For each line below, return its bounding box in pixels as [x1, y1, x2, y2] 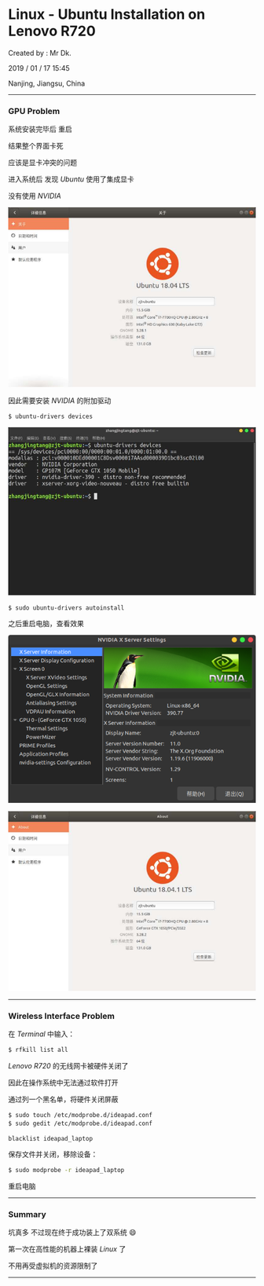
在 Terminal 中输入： [8, 1029, 75, 1039]
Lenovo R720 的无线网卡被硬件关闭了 [8, 1061, 129, 1071]
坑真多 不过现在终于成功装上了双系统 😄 [8, 1227, 137, 1237]
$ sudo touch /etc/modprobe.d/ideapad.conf [8, 1112, 153, 1119]
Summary [8, 1208, 47, 1219]
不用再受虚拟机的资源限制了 [8, 1261, 98, 1270]
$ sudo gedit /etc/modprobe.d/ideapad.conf [8, 1119, 153, 1127]
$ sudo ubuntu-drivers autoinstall [8, 603, 125, 612]
